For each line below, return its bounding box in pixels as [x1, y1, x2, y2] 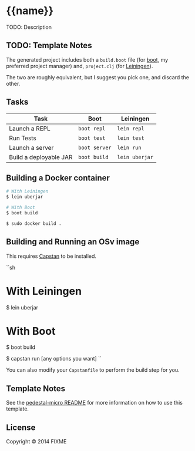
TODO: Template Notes [6, 41, 92, 51]
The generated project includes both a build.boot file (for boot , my [6, 56, 169, 63]
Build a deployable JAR [9, 153, 73, 161]
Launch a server [9, 143, 54, 152]
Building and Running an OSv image [6, 237, 140, 247]
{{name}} [6, 4, 54, 18]
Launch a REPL [9, 124, 51, 133]
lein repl [117, 125, 145, 132]
